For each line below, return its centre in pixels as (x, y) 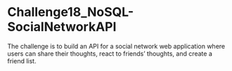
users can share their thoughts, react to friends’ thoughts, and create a (110, 54)
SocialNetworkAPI (62, 27)
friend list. (22, 61)
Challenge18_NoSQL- (71, 12)
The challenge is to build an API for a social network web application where (116, 46)
